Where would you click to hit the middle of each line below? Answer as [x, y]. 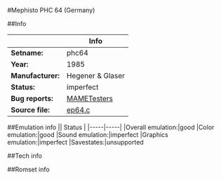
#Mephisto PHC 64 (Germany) [51, 10]
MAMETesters [90, 99]
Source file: [31, 110]
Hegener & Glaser [95, 75]
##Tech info [25, 156]
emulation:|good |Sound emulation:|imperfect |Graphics [88, 135]
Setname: [27, 53]
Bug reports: [32, 99]
